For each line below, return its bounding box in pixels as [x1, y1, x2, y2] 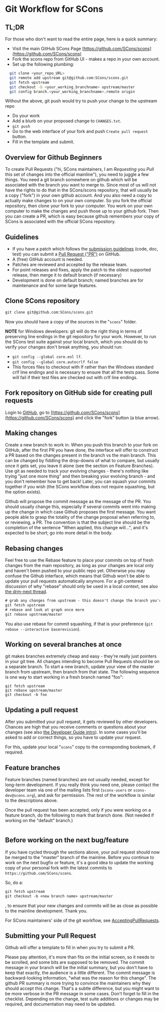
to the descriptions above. [5, 797, 58, 803]
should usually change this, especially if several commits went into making [5, 504, 156, 510]
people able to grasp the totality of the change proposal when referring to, [5, 514, 156, 520]
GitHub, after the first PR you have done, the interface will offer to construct [5, 447, 158, 453]
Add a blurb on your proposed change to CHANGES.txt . [12, 118, 122, 124]
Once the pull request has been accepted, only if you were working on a [5, 807, 151, 813]
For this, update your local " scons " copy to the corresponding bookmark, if [5, 744, 156, 750]
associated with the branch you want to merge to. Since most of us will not [5, 182, 156, 188]
